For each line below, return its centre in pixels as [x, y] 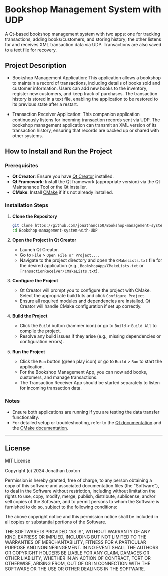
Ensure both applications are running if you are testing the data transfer [86, 412]
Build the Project [30, 316]
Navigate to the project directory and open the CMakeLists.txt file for [91, 260]
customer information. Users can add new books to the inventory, [80, 88]
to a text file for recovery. [31, 50]
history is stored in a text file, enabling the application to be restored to [85, 99]
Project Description [36, 66]
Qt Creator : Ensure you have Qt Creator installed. [63, 176]
